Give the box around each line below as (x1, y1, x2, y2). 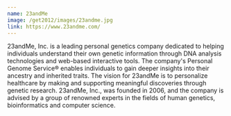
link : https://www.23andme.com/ (7, 23, 101, 30)
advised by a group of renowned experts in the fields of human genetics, (7, 94, 216, 102)
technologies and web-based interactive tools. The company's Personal (7, 57, 213, 65)
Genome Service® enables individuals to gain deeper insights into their (7, 64, 209, 73)
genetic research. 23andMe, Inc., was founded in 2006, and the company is (7, 86, 224, 94)
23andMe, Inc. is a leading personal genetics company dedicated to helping (7, 42, 224, 51)
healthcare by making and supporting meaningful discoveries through (7, 79, 207, 88)
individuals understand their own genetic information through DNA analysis (7, 49, 222, 58)
